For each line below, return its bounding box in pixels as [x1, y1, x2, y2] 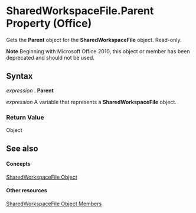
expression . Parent [6, 87, 54, 94]
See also [6, 144, 38, 154]
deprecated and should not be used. [6, 54, 94, 61]
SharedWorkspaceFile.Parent [6, 4, 154, 18]
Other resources [6, 187, 47, 194]
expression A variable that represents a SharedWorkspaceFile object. [6, 98, 177, 105]
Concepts [6, 160, 31, 167]
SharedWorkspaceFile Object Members [6, 200, 102, 207]
